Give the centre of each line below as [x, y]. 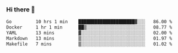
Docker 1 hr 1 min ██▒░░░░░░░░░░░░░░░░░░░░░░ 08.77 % [89, 27]
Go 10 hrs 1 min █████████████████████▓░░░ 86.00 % [89, 22]
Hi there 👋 [21, 10]
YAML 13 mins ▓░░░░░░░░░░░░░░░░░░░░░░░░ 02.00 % [89, 33]
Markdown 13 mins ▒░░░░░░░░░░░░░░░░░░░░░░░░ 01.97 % [89, 38]
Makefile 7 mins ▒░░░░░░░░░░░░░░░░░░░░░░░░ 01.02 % [89, 44]
